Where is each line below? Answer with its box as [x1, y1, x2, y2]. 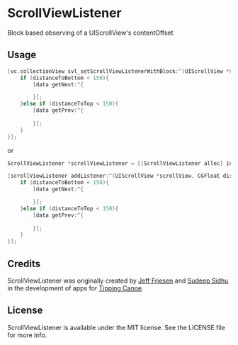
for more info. [7, 331, 47, 339]
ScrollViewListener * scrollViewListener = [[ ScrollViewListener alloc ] [7, 159, 223, 167]
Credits [7, 257, 41, 270]
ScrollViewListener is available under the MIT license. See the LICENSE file [7, 323, 225, 332]
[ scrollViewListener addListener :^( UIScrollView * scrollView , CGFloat [7, 172, 220, 180]
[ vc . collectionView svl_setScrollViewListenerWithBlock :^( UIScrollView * [7, 67, 230, 75]
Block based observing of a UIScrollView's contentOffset [7, 28, 174, 37]
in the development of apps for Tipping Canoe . [7, 283, 144, 292]
